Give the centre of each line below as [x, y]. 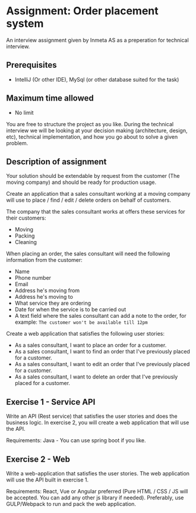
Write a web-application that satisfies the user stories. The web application [98, 473]
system [25, 24]
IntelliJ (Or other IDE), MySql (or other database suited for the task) [97, 79]
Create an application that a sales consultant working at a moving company [98, 194]
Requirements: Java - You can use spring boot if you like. [76, 440]
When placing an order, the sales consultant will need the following [88, 254]
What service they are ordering [53, 303]
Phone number [33, 278]
